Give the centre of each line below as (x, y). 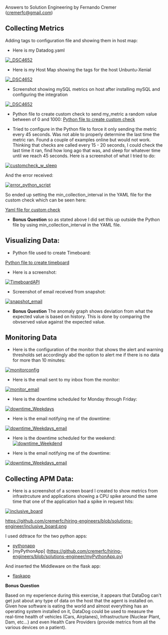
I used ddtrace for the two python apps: (46, 536)
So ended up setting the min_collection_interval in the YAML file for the (78, 194)
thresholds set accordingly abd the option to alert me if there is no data (86, 355)
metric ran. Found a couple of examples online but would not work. (82, 140)
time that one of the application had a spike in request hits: (73, 501)
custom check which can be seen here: (46, 200)
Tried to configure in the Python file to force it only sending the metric (85, 129)
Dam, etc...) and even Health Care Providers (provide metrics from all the (80, 622)
